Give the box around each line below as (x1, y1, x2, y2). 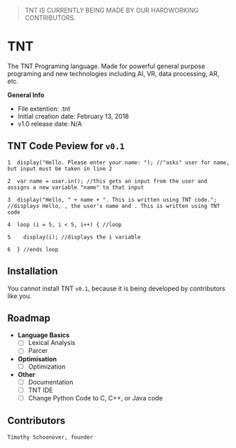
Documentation (28, 378, 74, 386)
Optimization (28, 362, 66, 371)
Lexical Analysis (28, 339, 76, 347)
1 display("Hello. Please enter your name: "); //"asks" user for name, (7, 159, 230, 166)
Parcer (28, 346, 48, 355)
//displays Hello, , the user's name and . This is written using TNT (7, 202, 220, 209)
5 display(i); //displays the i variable (7, 234, 141, 241)
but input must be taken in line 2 (7, 165, 113, 173)
